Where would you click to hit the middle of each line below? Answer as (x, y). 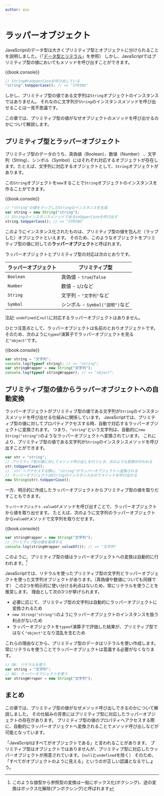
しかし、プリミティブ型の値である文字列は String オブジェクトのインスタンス (82, 96)
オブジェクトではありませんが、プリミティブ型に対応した (92, 749)
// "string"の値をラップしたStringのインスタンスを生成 (56, 208)
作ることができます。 (26, 189)
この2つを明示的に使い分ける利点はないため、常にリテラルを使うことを (86, 586)
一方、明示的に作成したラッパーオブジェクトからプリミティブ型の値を (76, 490)
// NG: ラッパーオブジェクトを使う (36, 674)
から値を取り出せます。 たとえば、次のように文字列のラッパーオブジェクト (80, 513)
